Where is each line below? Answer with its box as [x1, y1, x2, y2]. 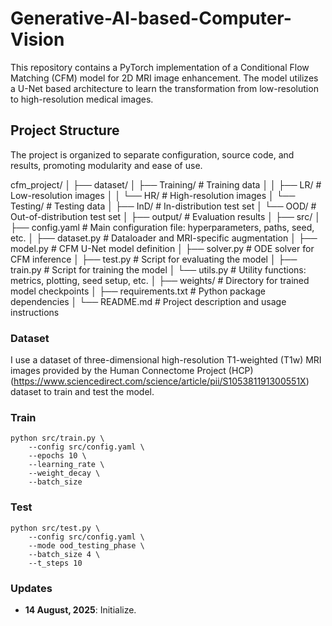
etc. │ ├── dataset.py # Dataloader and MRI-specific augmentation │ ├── [10, 232, 318, 244]
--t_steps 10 [28, 558, 83, 568]
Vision [10, 28, 65, 51]
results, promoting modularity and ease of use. [10, 159, 203, 171]
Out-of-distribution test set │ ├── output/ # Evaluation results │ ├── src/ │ [10, 210, 321, 222]
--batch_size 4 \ [28, 549, 101, 559]
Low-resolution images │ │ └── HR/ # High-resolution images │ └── [10, 189, 296, 201]
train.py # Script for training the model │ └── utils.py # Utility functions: [10, 263, 307, 276]
